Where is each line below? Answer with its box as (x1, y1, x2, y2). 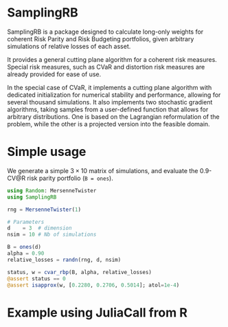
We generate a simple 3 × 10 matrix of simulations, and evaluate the (7, 166, 198, 174)
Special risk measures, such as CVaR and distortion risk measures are (7, 63, 205, 71)
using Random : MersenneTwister (7, 187, 97, 194)
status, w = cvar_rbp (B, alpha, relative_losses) (7, 269, 152, 275)
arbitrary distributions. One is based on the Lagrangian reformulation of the (7, 112, 220, 121)
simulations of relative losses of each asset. (7, 42, 131, 50)
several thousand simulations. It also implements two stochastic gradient (7, 98, 213, 106)
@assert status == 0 (7, 275, 67, 282)
